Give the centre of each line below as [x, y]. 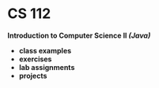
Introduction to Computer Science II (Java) [79, 35]
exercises [35, 59]
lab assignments [47, 67]
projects [33, 75]
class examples [45, 50]
